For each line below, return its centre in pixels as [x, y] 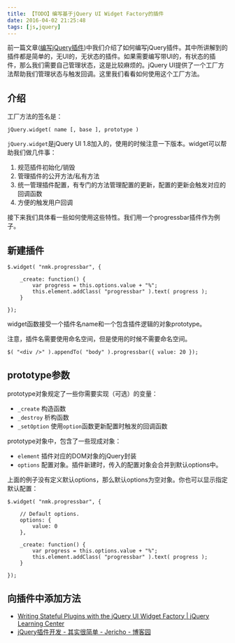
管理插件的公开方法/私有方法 [58, 176]
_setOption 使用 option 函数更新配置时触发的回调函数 [92, 426]
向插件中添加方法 [44, 598]
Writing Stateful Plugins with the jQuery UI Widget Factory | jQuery [113, 616]
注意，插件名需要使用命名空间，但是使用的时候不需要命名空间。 [99, 339]
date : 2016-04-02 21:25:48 [47, 20]
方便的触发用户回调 [45, 203]
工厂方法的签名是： [35, 117]
